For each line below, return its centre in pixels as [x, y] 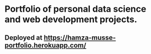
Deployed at [23, 38]
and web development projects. [71, 19]
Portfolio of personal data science [75, 9]
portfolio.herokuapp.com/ [46, 45]
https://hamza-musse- [80, 38]
